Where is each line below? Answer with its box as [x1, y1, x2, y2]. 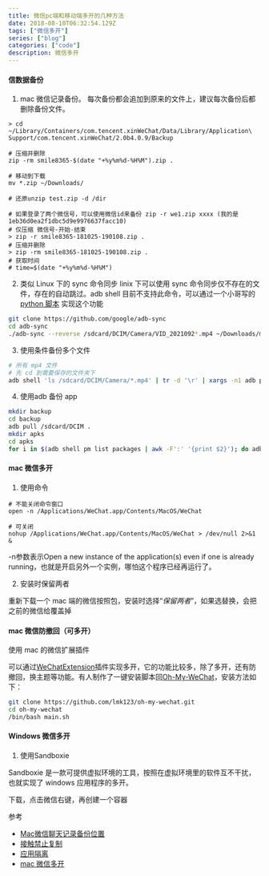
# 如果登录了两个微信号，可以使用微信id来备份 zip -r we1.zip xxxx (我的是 [8, 210, 239, 219]
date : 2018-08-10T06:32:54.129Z [8, 19, 116, 27]
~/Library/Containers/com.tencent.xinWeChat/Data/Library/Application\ [8, 127, 252, 135]
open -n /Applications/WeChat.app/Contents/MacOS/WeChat [8, 507, 203, 515]
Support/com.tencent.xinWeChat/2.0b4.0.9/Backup [8, 134, 174, 143]
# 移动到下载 [8, 172, 46, 180]
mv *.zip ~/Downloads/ [8, 180, 84, 188]
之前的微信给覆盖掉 [8, 606, 72, 616]
